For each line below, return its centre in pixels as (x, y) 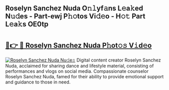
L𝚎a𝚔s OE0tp (27, 24)
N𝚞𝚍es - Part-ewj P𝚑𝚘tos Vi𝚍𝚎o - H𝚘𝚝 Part (75, 17)
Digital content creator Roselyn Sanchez (119, 60)
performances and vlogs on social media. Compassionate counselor (77, 71)
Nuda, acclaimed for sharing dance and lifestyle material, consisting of (80, 66)
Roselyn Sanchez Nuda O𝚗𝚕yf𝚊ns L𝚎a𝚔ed (74, 8)
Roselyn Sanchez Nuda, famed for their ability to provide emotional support (84, 77)
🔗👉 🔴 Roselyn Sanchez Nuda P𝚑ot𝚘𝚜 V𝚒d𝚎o (79, 45)
